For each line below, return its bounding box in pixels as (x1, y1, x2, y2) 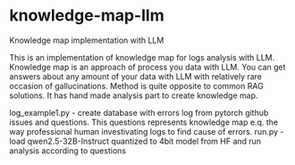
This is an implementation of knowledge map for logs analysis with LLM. (9, 52, 275, 62)
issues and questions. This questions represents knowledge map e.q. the (9, 117, 279, 128)
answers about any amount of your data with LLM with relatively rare (9, 70, 262, 81)
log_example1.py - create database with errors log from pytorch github (9, 107, 269, 118)
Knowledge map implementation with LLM (9, 35, 164, 45)
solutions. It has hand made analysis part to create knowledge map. (9, 90, 258, 101)
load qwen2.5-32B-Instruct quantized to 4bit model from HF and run (9, 136, 262, 146)
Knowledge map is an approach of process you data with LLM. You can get (9, 62, 286, 72)
